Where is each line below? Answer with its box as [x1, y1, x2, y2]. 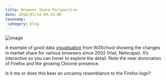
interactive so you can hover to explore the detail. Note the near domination [5, 55, 161, 61]
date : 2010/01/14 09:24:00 [5, 12, 62, 17]
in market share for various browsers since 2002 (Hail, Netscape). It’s [5, 50, 149, 56]
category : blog [7, 21, 39, 26]
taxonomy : [5, 16, 26, 21]
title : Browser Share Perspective [5, 7, 78, 12]
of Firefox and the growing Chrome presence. [5, 60, 99, 66]
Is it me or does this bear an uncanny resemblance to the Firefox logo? [5, 70, 151, 76]
